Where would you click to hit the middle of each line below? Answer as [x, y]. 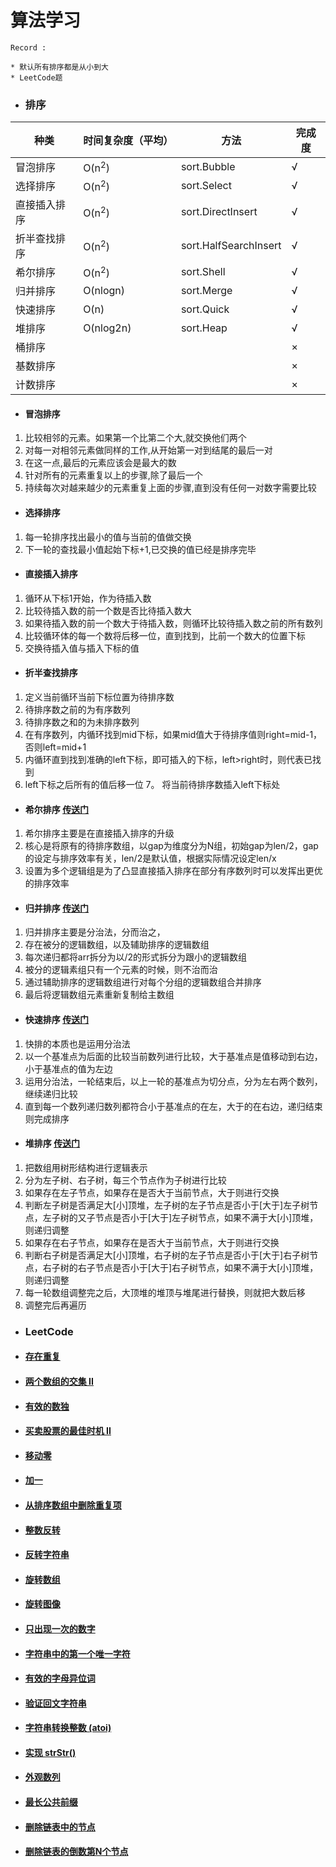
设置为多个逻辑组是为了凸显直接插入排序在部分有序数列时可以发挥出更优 [173, 871]
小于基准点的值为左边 [68, 1068]
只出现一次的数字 [60, 1628]
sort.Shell [203, 272]
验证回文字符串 [55, 1703]
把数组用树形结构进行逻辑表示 [86, 1167]
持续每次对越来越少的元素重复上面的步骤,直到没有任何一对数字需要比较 [170, 488]
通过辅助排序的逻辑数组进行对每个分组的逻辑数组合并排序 [143, 982]
